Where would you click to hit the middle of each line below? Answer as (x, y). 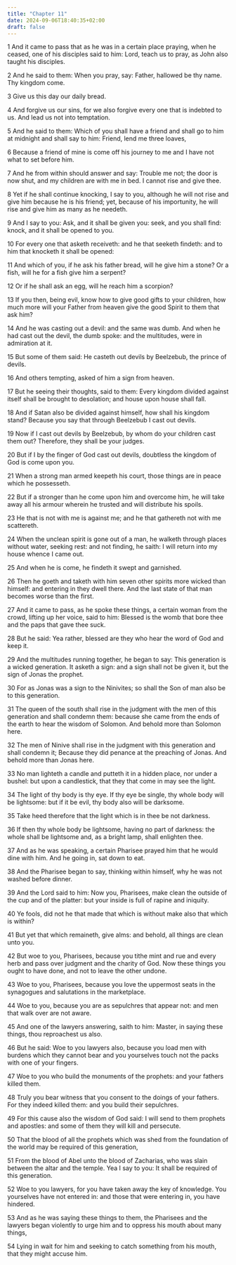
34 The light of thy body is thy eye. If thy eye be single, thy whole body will (116, 795)
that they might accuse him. (47, 1254)
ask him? (20, 315)
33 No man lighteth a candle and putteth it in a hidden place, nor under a (112, 774)
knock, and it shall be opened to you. (61, 231)
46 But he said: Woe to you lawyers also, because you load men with (107, 1048)
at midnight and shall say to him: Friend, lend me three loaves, (97, 138)
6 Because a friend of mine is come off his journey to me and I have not (111, 153)
